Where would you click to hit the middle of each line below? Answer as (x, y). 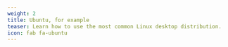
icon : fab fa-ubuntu (38, 33)
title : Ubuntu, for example (49, 20)
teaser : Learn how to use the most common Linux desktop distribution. (114, 26)
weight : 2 (22, 13)
